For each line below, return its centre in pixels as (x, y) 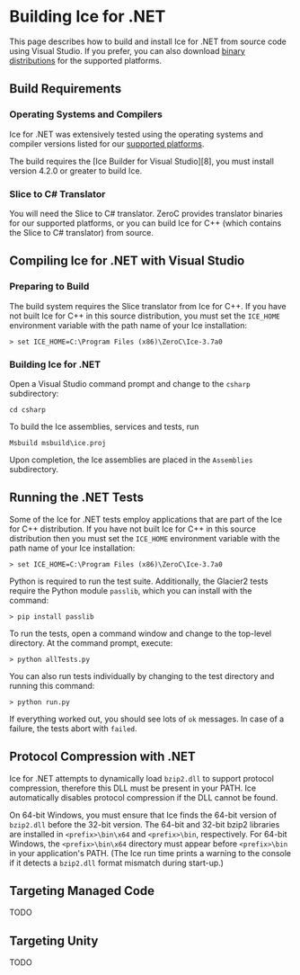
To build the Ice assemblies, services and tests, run (104, 426)
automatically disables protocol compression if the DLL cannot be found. (144, 797)
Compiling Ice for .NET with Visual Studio (127, 261)
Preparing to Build (49, 287)
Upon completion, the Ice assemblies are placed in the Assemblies (131, 460)
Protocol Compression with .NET (102, 757)
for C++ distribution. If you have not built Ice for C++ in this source (132, 529)
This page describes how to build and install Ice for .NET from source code (148, 41)
